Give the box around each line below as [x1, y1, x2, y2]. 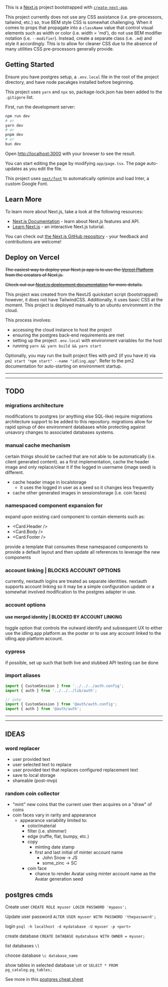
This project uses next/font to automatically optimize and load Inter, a [5, 175, 149, 181]
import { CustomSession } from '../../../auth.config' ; [5, 683, 124, 689]
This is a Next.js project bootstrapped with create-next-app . [5, 5, 129, 10]
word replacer [5, 745, 40, 752]
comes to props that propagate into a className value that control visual [5, 25, 153, 31]
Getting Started [5, 60, 54, 69]
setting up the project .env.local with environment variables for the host [12, 337, 162, 343]
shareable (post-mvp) [12, 777, 57, 783]
